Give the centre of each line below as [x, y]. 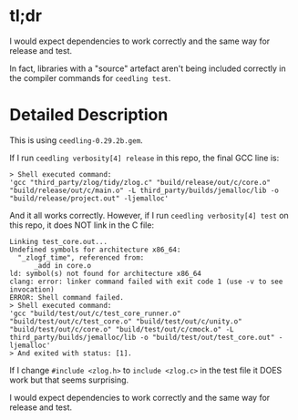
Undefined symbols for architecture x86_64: [95, 250]
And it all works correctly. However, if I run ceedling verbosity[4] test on [149, 215]
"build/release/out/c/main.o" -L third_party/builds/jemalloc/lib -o [144, 190]
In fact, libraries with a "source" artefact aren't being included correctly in [148, 68]
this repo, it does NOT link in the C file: [82, 225]
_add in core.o [62, 265]
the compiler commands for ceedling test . [90, 77]
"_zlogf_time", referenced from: [81, 257]
